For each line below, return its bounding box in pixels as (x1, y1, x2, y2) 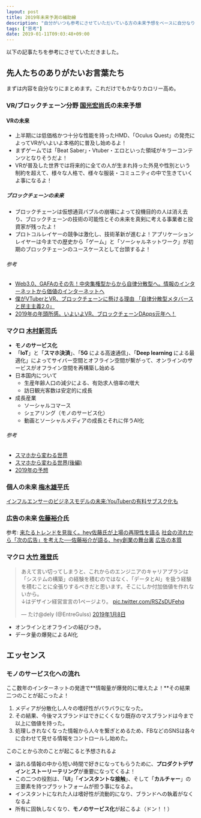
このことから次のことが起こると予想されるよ (6, 748, 117, 755)
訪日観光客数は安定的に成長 (23, 386, 93, 394)
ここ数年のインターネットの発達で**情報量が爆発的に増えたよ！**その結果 (6, 685, 191, 692)
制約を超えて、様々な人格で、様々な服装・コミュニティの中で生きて (14, 169, 182, 177)
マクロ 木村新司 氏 (6, 327, 57, 335)
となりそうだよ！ (25, 154, 68, 162)
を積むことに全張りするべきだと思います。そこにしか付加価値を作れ (20, 582, 189, 590)
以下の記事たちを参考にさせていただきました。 (6, 49, 122, 56)
